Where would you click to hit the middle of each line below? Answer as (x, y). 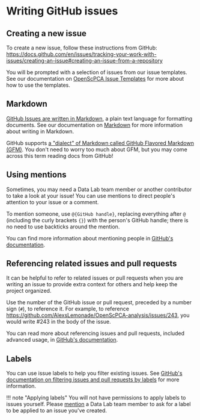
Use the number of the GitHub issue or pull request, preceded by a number (99, 302)
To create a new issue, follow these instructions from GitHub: (82, 48)
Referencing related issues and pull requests (92, 264)
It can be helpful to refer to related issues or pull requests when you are (95, 278)
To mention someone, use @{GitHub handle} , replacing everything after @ (96, 214)
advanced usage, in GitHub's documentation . (62, 340)
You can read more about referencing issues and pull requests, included (95, 333)
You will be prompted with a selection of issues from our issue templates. (97, 72)
